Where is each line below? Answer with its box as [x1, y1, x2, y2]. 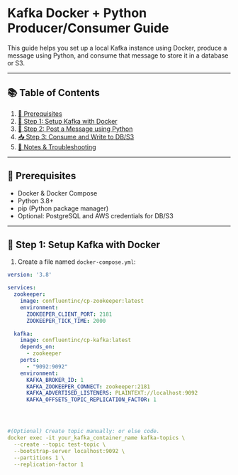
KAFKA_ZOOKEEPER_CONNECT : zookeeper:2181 [25, 383, 151, 390]
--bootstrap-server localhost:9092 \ [13, 447, 125, 454]
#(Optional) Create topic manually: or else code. [7, 428, 160, 435]
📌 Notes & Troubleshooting [17, 142, 97, 151]
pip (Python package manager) [17, 204, 109, 213]
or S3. [7, 58, 25, 67]
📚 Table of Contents [7, 87, 101, 99]
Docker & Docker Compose [17, 188, 98, 197]
